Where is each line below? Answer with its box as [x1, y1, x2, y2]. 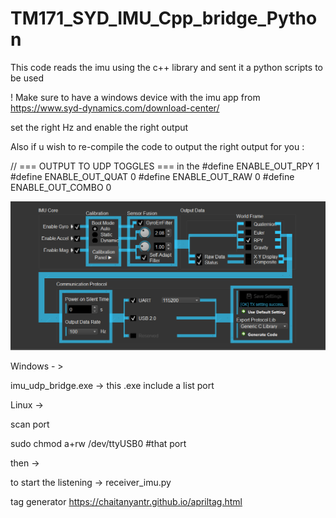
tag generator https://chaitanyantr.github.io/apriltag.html [10, 495, 243, 507]
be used [10, 72, 45, 84]
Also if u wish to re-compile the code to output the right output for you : [10, 140, 305, 152]
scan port [10, 418, 50, 430]
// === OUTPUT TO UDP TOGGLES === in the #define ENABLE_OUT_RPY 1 [10, 160, 320, 172]
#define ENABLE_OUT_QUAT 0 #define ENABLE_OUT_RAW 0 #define [10, 170, 295, 182]
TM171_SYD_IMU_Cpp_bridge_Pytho [10, 7, 318, 30]
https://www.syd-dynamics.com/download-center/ [10, 102, 220, 114]
